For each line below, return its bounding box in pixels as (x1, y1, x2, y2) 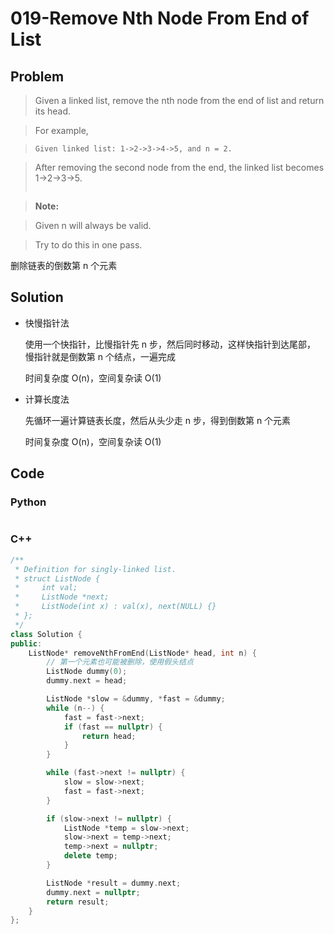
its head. (34, 105, 72, 117)
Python (10, 495, 47, 509)
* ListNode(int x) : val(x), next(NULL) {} (14, 602, 217, 612)
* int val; (14, 583, 78, 593)
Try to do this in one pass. (34, 239, 143, 251)
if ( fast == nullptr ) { (63, 722, 163, 732)
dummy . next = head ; (46, 676, 128, 686)
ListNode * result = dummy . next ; (46, 878, 182, 888)
